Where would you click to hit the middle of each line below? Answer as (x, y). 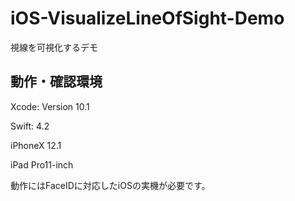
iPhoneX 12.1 (36, 145)
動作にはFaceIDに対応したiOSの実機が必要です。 (110, 185)
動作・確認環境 (56, 82)
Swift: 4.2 (30, 126)
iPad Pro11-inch (42, 164)
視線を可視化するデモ (54, 47)
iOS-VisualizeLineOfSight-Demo (147, 18)
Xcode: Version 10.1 (50, 106)
